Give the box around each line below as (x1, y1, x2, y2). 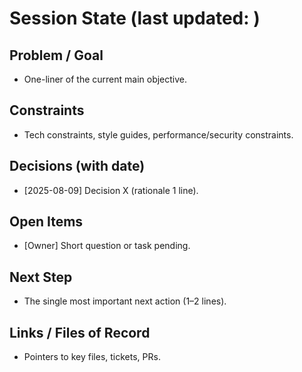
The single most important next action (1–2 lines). (23, 295, 227, 307)
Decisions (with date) (9, 158, 146, 175)
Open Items (9, 213, 84, 231)
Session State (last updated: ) (9, 7, 261, 30)
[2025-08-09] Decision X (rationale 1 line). (23, 184, 199, 196)
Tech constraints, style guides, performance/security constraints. (23, 128, 294, 141)
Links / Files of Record (9, 324, 151, 341)
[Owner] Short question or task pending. (23, 240, 191, 252)
